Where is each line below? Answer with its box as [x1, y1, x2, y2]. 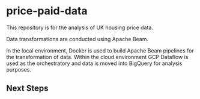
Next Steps [6, 83, 49, 94]
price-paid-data [6, 4, 88, 18]
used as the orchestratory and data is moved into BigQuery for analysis [6, 60, 183, 67]
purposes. [6, 66, 32, 73]
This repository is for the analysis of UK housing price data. [6, 24, 153, 31]
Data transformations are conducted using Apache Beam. [6, 35, 149, 42]
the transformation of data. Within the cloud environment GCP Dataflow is [6, 53, 189, 60]
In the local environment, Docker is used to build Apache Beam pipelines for [6, 47, 194, 54]
